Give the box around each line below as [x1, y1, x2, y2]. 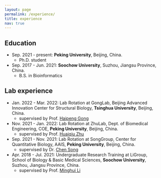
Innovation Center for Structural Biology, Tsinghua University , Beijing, [11, 105, 154, 111]
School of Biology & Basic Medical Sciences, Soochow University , [11, 157, 146, 163]
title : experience [4, 16, 42, 21]
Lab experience [4, 87, 53, 95]
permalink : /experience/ [4, 12, 55, 17]
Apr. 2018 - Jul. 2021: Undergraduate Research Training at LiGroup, [11, 152, 148, 157]
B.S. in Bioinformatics [19, 73, 63, 79]
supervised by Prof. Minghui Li [19, 167, 81, 173]
